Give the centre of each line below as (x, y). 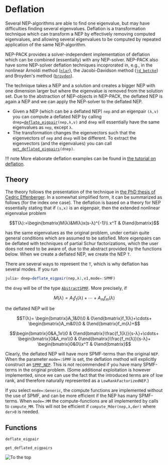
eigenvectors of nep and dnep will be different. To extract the (74, 138)
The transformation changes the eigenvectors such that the (74, 132)
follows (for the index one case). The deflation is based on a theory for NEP (83, 202)
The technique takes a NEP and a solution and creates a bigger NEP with (80, 85)
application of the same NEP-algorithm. (46, 44)
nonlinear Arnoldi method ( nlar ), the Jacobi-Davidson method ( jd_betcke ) (82, 70)
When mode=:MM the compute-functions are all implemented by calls (89, 401)
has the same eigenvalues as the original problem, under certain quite (77, 232)
